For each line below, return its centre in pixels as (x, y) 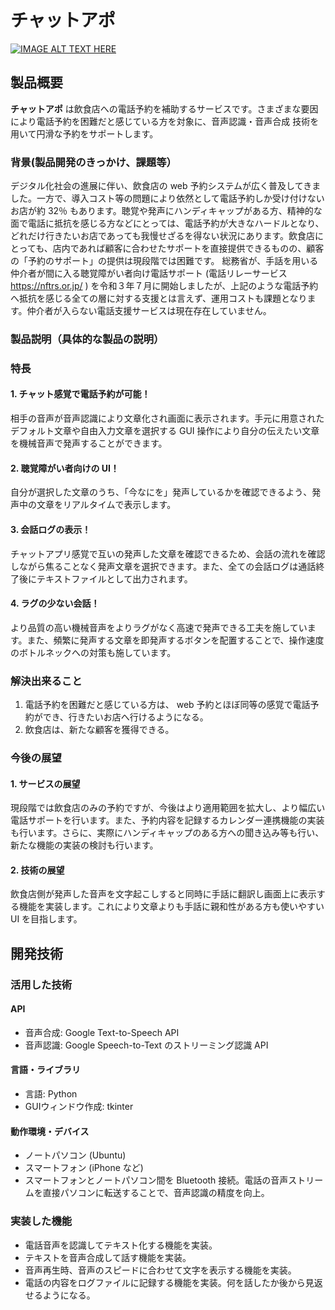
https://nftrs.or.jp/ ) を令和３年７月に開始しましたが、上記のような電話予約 (164, 286)
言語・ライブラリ (45, 1070)
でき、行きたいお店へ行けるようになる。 (125, 717)
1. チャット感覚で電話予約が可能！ (80, 394)
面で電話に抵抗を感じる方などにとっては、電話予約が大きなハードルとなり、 (167, 223)
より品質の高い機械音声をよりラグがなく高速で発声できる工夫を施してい (159, 627)
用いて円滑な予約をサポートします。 (84, 133)
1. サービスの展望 (45, 783)
